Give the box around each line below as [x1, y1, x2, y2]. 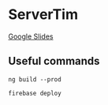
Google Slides [8, 32, 54, 41]
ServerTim [8, 6, 79, 24]
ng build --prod [8, 75, 61, 84]
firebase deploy [8, 89, 61, 97]
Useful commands [8, 54, 100, 68]
